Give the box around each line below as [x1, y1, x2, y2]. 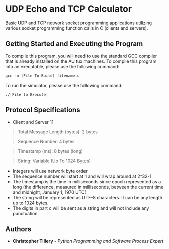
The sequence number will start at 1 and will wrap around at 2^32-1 [12, 173, 152, 179]
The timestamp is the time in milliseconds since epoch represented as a [12, 178, 161, 184]
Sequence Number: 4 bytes [17, 138, 75, 144]
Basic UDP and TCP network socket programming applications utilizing [5, 20, 152, 26]
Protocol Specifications [5, 106, 80, 114]
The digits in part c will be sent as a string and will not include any [12, 205, 149, 211]
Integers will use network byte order [12, 168, 88, 174]
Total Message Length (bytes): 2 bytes [17, 129, 98, 135]
